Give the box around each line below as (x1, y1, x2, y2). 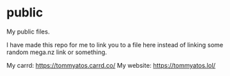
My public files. (6, 27, 50, 36)
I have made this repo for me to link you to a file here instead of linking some (6, 40, 224, 49)
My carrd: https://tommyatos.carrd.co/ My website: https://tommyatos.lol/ (6, 61, 216, 69)
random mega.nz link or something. (6, 48, 107, 56)
